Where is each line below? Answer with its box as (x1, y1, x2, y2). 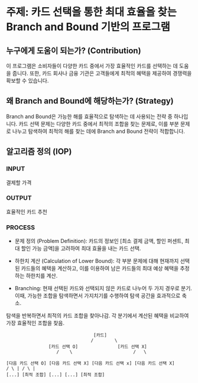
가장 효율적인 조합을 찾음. (6, 320, 65, 327)
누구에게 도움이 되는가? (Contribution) (6, 46, 141, 56)
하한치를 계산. (25, 272, 58, 280)
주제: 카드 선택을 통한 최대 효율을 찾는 (6, 5, 177, 19)
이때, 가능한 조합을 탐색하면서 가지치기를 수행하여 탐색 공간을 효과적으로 (14, 292, 181, 299)
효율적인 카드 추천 (6, 208, 47, 215)
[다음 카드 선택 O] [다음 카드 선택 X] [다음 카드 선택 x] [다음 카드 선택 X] (6, 361, 175, 366)
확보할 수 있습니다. (6, 77, 49, 84)
